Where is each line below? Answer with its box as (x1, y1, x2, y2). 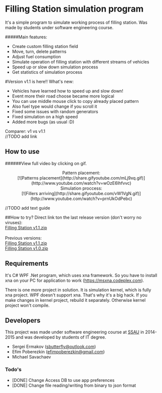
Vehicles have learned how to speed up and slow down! (12, 88, 123, 94)
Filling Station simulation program (5, 3, 144, 15)
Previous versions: (5, 235, 42, 241)
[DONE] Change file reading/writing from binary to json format (12, 382, 136, 388)
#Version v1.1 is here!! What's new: (5, 79, 74, 84)
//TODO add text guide (5, 205, 50, 211)
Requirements (5, 260, 48, 268)
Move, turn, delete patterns (12, 49, 67, 54)
